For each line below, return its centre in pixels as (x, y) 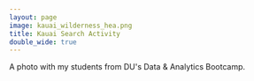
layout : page (33, 17)
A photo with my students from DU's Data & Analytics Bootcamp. (127, 67)
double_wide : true (43, 42)
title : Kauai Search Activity (65, 33)
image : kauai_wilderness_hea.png (71, 26)
